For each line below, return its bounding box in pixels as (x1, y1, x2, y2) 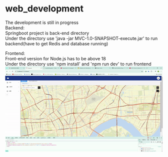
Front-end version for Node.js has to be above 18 (5, 55, 106, 61)
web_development (5, 3, 84, 14)
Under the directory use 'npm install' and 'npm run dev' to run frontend (5, 61, 151, 67)
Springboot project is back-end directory (5, 30, 89, 36)
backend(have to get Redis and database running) (5, 40, 108, 46)
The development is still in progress (5, 19, 79, 25)
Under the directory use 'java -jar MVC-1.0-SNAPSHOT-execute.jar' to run (5, 35, 158, 41)
